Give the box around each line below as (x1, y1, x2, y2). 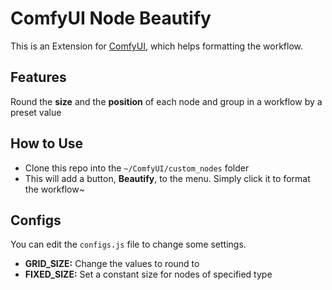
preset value (10, 106, 62, 118)
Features (10, 69, 67, 86)
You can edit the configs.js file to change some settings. (10, 238, 247, 251)
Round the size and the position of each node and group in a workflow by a (10, 95, 323, 107)
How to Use (10, 135, 84, 152)
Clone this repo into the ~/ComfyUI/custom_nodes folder (24, 162, 250, 174)
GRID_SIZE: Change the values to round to (24, 258, 200, 270)
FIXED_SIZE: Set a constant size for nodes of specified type (24, 268, 273, 281)
